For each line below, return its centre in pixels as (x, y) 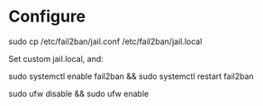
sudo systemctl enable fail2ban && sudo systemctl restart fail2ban (131, 76)
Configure (47, 17)
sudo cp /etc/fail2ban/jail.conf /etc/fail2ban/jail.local (105, 41)
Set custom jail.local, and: (56, 58)
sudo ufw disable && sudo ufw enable (79, 93)
